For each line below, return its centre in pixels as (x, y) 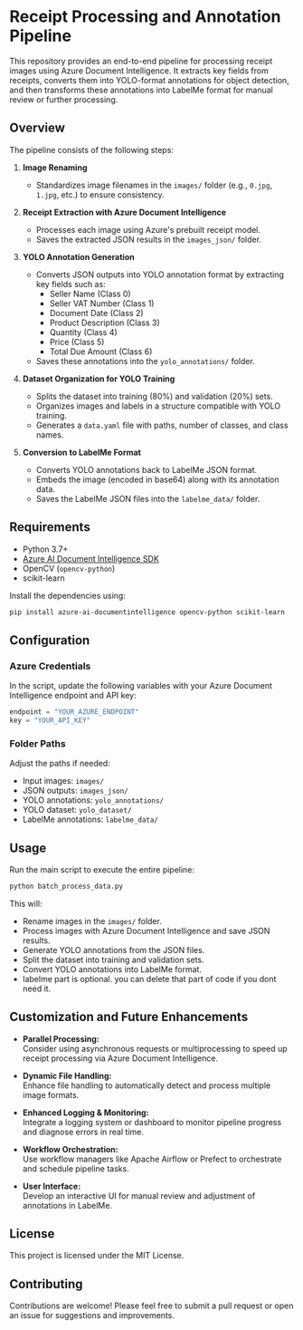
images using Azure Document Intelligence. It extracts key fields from (139, 71)
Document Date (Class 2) (96, 313)
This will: (26, 903)
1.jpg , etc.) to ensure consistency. (100, 194)
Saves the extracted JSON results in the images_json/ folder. (149, 239)
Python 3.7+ (45, 549)
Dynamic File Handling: (67, 1075)
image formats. (51, 1094)
